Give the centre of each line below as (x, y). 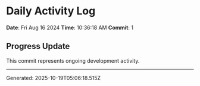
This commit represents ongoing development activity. (73, 60)
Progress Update (38, 46)
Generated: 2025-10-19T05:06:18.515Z (54, 78)
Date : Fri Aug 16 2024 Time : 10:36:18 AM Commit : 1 (70, 27)
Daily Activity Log (51, 11)
